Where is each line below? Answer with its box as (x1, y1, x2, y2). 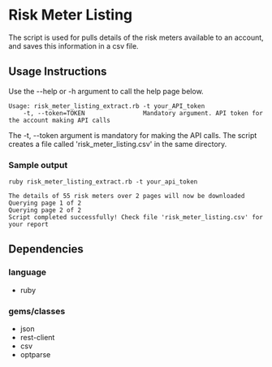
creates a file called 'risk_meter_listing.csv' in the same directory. (8, 139, 227, 149)
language (8, 266, 47, 278)
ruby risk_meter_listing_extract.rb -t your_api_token (8, 178, 198, 186)
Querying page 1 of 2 (8, 199, 82, 208)
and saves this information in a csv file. (8, 41, 140, 50)
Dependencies (8, 242, 84, 257)
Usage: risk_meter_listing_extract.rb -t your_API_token (8, 101, 205, 110)
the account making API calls (8, 116, 111, 124)
